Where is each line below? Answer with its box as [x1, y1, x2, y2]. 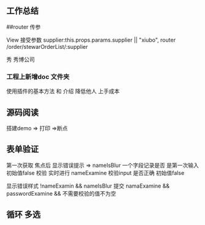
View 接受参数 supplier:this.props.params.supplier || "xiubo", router [6, 36, 176, 43]
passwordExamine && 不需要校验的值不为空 [6, 190, 116, 197]
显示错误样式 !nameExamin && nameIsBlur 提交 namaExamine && [6, 182, 170, 190]
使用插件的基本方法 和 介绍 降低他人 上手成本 [6, 87, 120, 95]
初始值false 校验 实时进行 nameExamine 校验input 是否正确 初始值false [6, 169, 185, 176]
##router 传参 [6, 23, 41, 31]
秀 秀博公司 [6, 56, 35, 63]
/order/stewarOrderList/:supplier [6, 43, 88, 50]
